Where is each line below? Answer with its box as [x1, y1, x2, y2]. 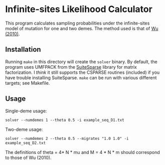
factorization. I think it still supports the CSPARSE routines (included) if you [5, 69, 160, 75]
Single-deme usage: [5, 108, 47, 114]
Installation [5, 45, 41, 54]
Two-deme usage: [5, 126, 43, 132]
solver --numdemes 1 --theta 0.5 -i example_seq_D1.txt [5, 117, 124, 122]
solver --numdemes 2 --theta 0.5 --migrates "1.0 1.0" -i [5, 136, 129, 141]
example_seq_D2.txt [5, 140, 46, 145]
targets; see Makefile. [5, 80, 50, 86]
